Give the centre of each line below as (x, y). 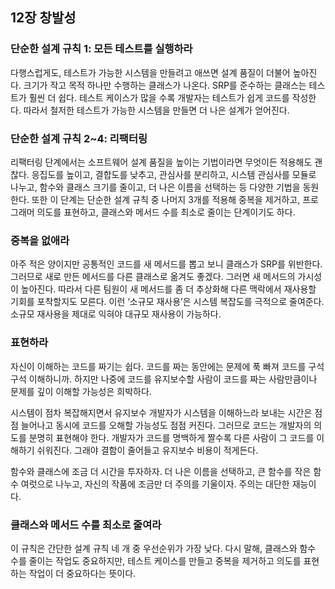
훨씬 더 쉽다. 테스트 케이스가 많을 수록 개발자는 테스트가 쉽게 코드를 (159, 97)
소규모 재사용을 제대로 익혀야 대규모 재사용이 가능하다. (116, 314)
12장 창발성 (43, 18)
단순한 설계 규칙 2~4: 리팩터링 (79, 138)
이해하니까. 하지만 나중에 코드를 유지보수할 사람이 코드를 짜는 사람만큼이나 (173, 379)
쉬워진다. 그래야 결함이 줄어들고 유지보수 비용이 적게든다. (147, 450)
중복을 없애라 (40, 240)
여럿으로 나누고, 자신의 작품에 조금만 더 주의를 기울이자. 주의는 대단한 (155, 484)
